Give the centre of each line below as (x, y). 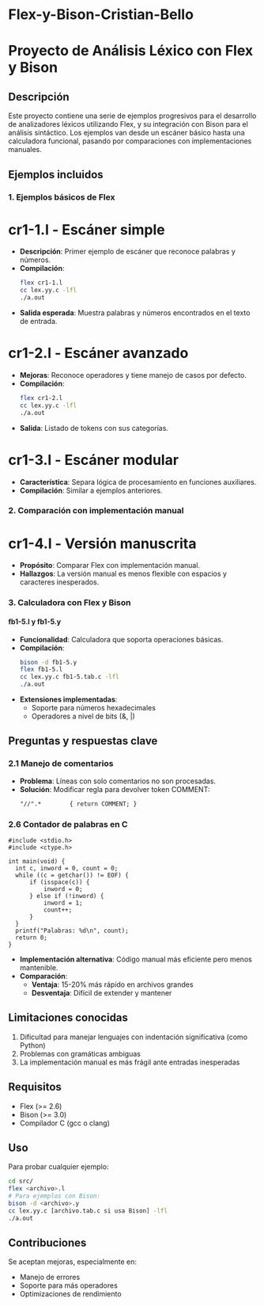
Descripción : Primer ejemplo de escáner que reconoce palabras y (127, 252)
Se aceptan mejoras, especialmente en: (72, 1262)
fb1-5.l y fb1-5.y (35, 621)
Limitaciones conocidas (68, 1018)
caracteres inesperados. (59, 582)
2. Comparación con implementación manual (96, 511)
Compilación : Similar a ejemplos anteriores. (91, 490)
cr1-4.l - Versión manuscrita (102, 543)
